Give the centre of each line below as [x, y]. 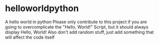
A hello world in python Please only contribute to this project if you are [76, 22]
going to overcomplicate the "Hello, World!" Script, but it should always [77, 27]
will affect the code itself [30, 37]
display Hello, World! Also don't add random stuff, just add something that [79, 32]
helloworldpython [42, 8]
